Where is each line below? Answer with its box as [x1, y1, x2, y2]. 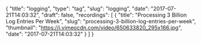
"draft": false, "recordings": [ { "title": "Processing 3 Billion [41, 11, 187, 19]
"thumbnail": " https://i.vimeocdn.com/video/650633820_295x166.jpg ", [5, 24, 183, 31]
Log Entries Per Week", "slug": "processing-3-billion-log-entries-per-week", [5, 18, 197, 24]
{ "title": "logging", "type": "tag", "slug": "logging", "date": [5, 5, 150, 12]
